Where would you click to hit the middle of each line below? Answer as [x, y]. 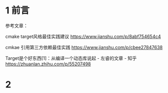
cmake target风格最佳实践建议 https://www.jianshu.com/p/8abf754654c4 [83, 36]
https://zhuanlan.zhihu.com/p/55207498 [48, 64]
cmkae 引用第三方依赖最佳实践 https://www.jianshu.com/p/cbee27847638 [84, 47]
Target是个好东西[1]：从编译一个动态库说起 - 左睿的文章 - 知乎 [71, 58]
